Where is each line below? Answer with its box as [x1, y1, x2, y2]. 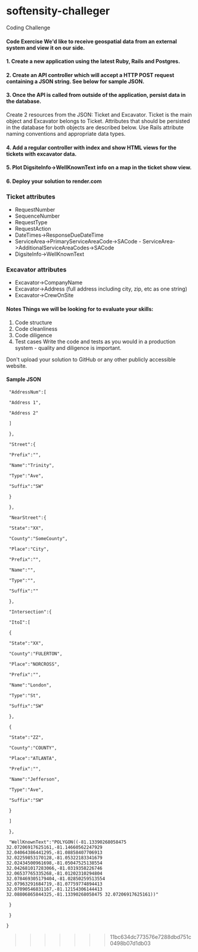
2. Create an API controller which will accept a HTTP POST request [6, 71, 175, 78]
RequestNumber [14, 206, 55, 213]
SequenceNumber [14, 212, 60, 219]
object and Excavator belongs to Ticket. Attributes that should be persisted [6, 117, 190, 124]
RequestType [14, 219, 48, 225]
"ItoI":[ [8, 619, 31, 625]
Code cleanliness [14, 325, 58, 332]
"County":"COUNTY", [8, 744, 58, 751]
